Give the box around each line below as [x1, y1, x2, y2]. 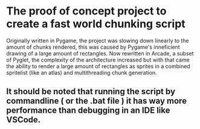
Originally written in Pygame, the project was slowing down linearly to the [6, 37, 189, 44]
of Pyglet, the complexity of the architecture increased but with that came [6, 56, 190, 63]
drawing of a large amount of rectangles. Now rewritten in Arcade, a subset [6, 49, 195, 57]
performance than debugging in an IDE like [6, 105, 170, 116]
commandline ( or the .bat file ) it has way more [6, 96, 187, 106]
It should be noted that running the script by [6, 86, 176, 97]
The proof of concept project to [6, 4, 167, 18]
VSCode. [6, 115, 41, 125]
